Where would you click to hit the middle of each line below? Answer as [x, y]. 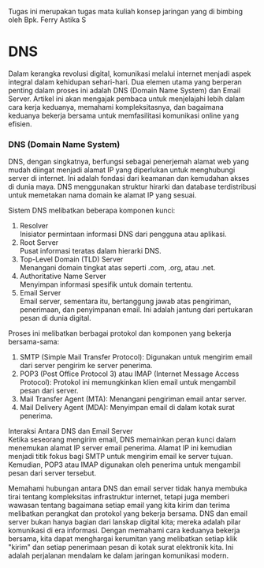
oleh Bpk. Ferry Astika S [47, 20]
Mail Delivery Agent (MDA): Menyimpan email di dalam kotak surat [127, 408]
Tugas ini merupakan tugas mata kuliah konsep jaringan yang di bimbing [125, 11]
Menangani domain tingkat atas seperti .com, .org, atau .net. [117, 268]
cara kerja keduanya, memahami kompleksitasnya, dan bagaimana [116, 107]
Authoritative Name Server [63, 276]
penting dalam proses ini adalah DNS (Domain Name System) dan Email [125, 90]
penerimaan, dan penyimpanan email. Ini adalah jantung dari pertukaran [136, 310]
